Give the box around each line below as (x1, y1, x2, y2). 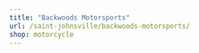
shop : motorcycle (9, 30, 74, 39)
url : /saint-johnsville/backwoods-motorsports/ (9, 22, 191, 31)
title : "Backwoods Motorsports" (9, 13, 130, 22)
